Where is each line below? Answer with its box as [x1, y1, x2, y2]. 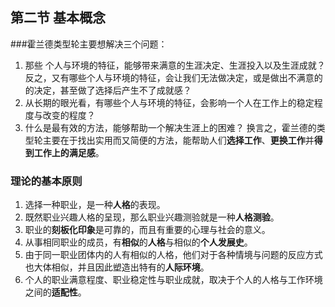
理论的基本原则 [10, 174, 83, 188]
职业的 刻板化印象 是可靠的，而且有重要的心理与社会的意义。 [24, 224, 271, 236]
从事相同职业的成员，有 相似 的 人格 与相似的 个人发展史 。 [24, 236, 253, 248]
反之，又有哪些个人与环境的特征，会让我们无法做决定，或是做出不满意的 [24, 71, 323, 83]
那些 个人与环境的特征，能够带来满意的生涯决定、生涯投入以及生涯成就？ [24, 59, 326, 71]
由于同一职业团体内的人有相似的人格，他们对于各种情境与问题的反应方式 [24, 249, 323, 261]
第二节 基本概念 [10, 9, 106, 27]
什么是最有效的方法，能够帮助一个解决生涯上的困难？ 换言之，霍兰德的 [24, 121, 317, 133]
